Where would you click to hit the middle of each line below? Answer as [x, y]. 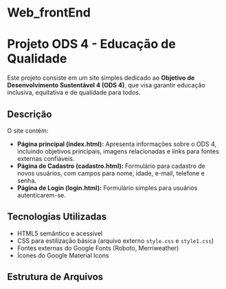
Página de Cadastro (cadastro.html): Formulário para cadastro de [111, 166]
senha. [26, 180]
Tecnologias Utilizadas [57, 217]
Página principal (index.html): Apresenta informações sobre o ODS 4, [117, 144]
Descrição [30, 114]
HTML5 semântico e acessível [60, 233]
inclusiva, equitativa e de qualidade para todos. [74, 93]
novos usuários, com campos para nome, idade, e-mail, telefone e [111, 173]
